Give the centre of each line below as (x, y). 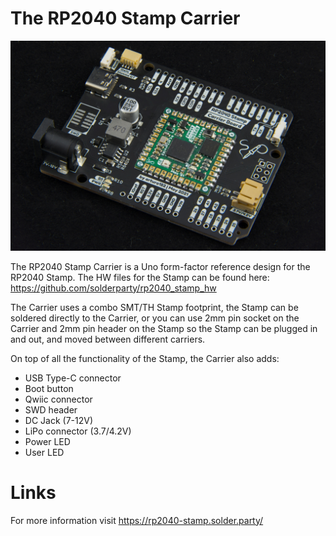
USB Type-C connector (73, 378)
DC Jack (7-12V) (59, 420)
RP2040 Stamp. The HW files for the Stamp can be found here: (140, 277)
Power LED (47, 441)
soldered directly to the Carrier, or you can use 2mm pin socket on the (155, 318)
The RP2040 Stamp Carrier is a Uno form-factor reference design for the (160, 266)
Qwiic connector (58, 399)
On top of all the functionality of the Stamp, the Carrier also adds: (145, 358)
